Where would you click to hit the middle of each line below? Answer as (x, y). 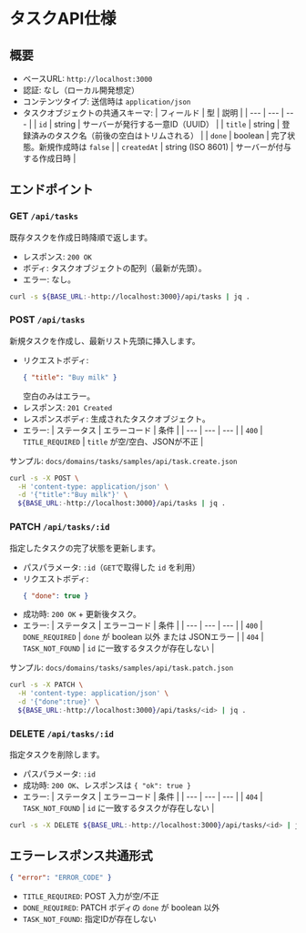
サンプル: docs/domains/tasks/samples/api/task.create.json (124, 461)
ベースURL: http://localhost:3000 (87, 79)
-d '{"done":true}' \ (59, 702)
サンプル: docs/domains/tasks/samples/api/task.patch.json (122, 668)
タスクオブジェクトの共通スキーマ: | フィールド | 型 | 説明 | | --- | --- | (153, 113)
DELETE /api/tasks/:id (61, 734)
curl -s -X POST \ (44, 478)
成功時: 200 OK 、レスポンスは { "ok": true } (107, 786)
